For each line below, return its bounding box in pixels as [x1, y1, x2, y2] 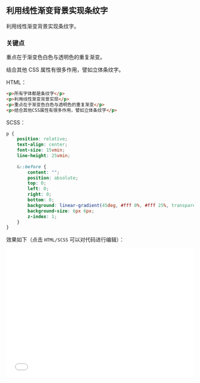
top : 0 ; [27, 180, 46, 186]
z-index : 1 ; [27, 214, 58, 219]
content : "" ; [27, 169, 60, 175]
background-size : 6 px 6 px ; [27, 208, 95, 214]
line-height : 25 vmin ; [17, 153, 70, 159]
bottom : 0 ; [27, 197, 55, 203]
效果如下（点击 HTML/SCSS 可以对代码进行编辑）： [6, 236, 125, 243]
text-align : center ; [17, 142, 68, 147]
